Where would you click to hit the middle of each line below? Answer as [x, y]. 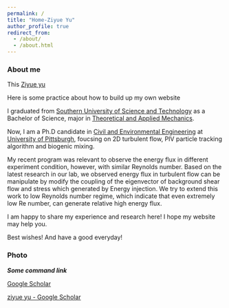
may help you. [27, 224]
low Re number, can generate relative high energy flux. [85, 203]
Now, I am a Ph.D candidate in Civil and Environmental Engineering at [105, 132]
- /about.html [33, 45]
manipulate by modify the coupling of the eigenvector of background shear [113, 181]
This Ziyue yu [26, 85]
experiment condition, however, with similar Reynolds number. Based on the [115, 167]
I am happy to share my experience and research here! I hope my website [111, 217]
